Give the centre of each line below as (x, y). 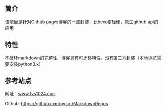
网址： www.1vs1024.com (30, 94)
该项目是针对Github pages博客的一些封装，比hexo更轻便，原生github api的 (82, 22)
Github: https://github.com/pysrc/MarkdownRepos (56, 104)
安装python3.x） (26, 64)
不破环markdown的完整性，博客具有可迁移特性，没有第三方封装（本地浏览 (81, 58)
